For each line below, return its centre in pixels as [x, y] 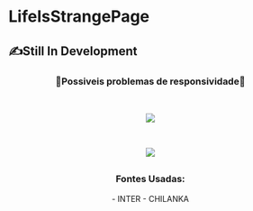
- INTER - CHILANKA [150, 198]
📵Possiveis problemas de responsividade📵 [150, 81]
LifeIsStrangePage [79, 17]
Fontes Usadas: [150, 179]
